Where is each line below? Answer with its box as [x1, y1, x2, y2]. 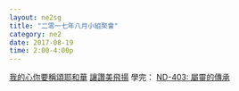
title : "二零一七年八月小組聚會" [9, 21, 119, 30]
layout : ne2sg [9, 12, 62, 22]
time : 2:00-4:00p [9, 46, 74, 55]
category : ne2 [9, 29, 62, 38]
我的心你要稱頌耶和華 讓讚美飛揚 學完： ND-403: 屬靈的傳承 [9, 72, 230, 83]
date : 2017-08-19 [9, 37, 74, 47]
